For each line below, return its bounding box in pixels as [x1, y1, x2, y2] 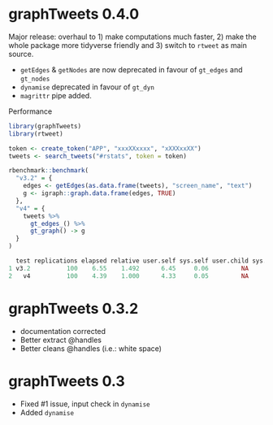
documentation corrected [19, 326, 106, 336]
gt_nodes [19, 75, 50, 83]
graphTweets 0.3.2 [8, 299, 139, 318]
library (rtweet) [8, 129, 63, 138]
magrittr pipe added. [19, 90, 92, 100]
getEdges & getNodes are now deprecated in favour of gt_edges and [19, 64, 243, 74]
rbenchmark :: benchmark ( [8, 167, 89, 175]
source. [8, 49, 34, 59]
